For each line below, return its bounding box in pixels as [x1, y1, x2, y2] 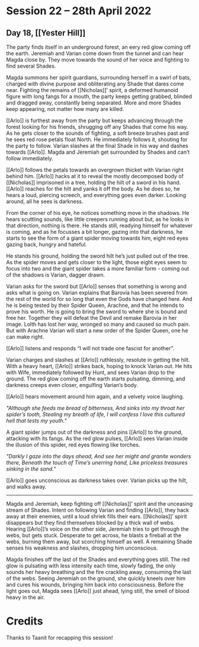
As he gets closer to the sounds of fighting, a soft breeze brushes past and [6, 129, 189, 137]
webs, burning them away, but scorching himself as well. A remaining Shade [6, 538, 192, 545]
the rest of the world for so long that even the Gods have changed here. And [6, 296, 192, 302]
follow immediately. [6, 155, 53, 161]
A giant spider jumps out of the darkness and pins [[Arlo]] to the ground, [6, 429, 183, 436]
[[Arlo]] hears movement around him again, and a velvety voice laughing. [6, 393, 185, 400]
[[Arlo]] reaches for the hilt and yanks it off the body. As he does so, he [6, 185, 180, 192]
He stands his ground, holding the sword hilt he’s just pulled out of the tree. [6, 252, 190, 259]
